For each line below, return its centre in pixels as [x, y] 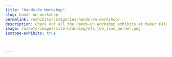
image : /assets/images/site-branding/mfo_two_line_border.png [73, 29]
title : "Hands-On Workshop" [35, 10]
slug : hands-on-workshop [32, 15]
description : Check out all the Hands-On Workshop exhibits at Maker [81, 24]
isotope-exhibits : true [31, 33]
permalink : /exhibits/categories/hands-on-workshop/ [63, 19]
